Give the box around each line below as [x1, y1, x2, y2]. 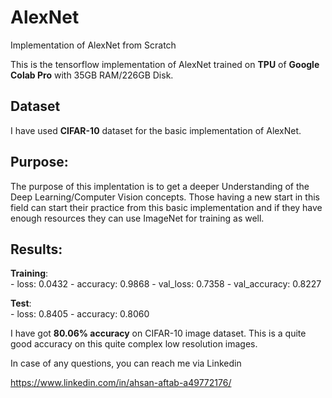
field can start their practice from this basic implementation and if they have [10, 201, 323, 213]
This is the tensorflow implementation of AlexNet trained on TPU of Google [10, 58, 320, 70]
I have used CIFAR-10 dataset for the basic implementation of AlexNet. [10, 124, 302, 136]
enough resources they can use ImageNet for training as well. [10, 212, 265, 224]
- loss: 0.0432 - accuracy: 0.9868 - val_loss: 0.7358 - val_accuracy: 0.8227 [10, 278, 322, 290]
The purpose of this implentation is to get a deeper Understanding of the [10, 180, 310, 192]
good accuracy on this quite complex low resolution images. [10, 338, 258, 350]
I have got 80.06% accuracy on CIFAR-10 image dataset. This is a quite [10, 327, 307, 340]
